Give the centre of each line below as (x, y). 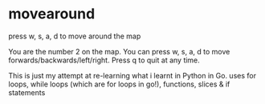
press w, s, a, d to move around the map (75, 36)
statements (27, 92)
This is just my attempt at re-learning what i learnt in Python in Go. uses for (132, 75)
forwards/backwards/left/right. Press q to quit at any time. (104, 60)
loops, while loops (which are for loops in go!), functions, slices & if (119, 84)
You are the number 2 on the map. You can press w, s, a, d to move (119, 51)
